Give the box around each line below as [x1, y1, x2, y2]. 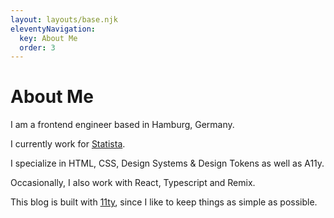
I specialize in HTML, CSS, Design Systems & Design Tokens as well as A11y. [10, 157, 325, 170]
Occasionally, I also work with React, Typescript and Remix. [10, 177, 256, 189]
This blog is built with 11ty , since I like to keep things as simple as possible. [10, 196, 318, 208]
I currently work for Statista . [10, 138, 126, 150]
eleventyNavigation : [10, 24, 97, 34]
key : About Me [19, 33, 78, 43]
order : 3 [19, 42, 56, 53]
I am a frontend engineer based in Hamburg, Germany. [10, 119, 235, 131]
